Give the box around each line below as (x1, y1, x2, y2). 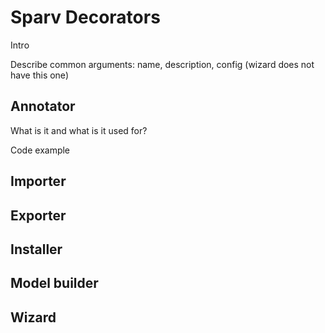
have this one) (10, 69, 69, 81)
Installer (10, 241, 63, 258)
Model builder (10, 275, 99, 292)
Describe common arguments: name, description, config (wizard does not (10, 58, 315, 70)
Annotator (10, 98, 76, 115)
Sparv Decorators (10, 6, 161, 29)
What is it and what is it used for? (10, 124, 148, 136)
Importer (10, 173, 67, 190)
